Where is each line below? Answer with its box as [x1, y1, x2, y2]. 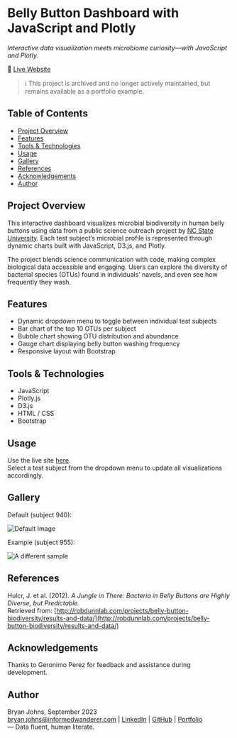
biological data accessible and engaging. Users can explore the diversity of [7, 263, 228, 271]
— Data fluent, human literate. [7, 722, 95, 732]
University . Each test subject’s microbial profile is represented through [7, 233, 213, 242]
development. [7, 668, 48, 677]
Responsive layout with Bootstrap [17, 347, 116, 356]
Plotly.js [17, 394, 41, 402]
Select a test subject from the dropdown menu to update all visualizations [7, 463, 222, 472]
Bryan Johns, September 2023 [7, 707, 97, 716]
